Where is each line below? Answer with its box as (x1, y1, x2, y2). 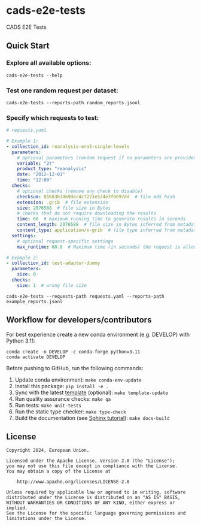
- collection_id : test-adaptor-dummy (6, 260, 100, 267)
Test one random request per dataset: (6, 86, 118, 95)
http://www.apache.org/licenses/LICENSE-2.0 (17, 479, 130, 485)
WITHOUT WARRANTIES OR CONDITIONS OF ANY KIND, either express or (6, 500, 175, 506)
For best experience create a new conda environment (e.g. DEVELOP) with (6, 331, 190, 338)
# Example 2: (6, 255, 39, 261)
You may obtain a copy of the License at (6, 468, 111, 474)
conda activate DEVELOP (6, 354, 66, 360)
